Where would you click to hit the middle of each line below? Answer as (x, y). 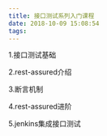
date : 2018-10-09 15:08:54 (54, 23)
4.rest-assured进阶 (40, 107)
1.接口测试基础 (32, 55)
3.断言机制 (26, 89)
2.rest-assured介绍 (40, 72)
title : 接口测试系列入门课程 (51, 16)
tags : (17, 31)
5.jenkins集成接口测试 (45, 124)
